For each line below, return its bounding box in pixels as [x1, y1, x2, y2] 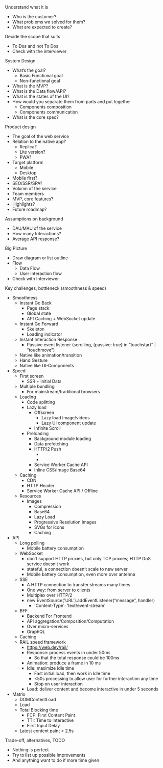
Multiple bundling [19, 384, 55, 389]
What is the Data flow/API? [12, 88, 66, 94]
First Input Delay [26, 723, 60, 728]
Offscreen [34, 410, 55, 415]
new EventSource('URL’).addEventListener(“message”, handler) [26, 598, 155, 603]
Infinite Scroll [34, 425, 61, 431]
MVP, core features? [12, 196, 54, 202]
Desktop [19, 170, 37, 176]
